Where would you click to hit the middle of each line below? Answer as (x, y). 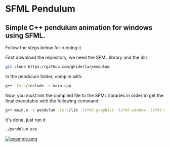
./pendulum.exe (21, 129)
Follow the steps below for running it (43, 48)
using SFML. (25, 35)
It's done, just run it (25, 120)
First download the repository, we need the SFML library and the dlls (77, 57)
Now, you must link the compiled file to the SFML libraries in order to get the (84, 95)
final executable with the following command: (53, 101)
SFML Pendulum (40, 9)
